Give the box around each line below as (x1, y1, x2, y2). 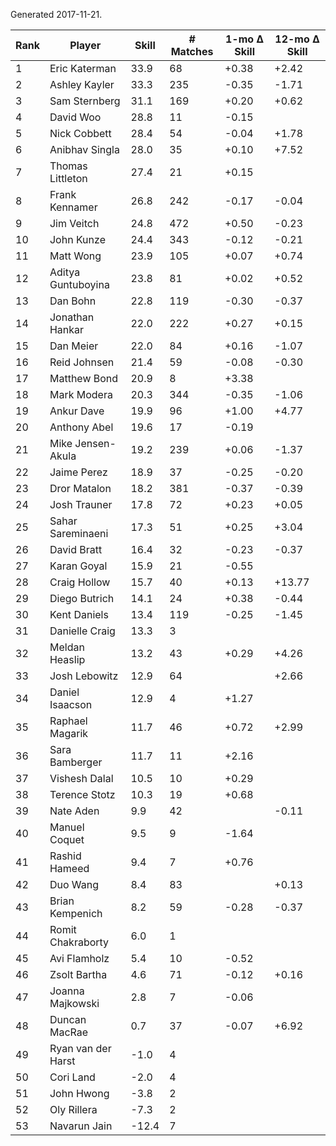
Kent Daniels (49, 608, 109, 621)
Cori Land (49, 1070, 96, 1084)
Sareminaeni (49, 527, 109, 540)
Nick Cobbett (49, 127, 112, 140)
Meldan (49, 640, 85, 654)
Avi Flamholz (49, 952, 110, 965)
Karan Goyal (49, 559, 108, 573)
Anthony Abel (49, 420, 114, 434)
